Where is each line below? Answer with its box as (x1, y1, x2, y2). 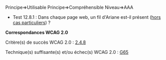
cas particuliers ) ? (12, 20, 51, 25)
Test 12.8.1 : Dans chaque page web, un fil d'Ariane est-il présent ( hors (12, 14, 161, 20)
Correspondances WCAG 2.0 (5, 29, 68, 35)
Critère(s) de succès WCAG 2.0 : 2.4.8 (5, 39, 86, 45)
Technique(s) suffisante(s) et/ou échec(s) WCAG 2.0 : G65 (5, 49, 129, 55)
